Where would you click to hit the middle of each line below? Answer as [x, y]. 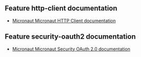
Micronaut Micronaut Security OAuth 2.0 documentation [71, 49]
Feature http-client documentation [61, 8]
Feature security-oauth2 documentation [70, 37]
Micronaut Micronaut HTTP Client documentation [64, 20]
